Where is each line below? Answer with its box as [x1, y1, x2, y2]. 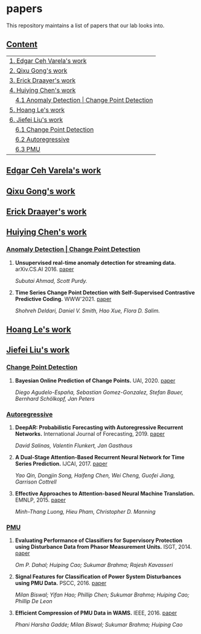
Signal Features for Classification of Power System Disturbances [14, 573, 182, 580]
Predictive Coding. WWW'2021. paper [14, 295, 112, 302]
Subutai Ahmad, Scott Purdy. [14, 277, 88, 284]
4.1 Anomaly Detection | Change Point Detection [15, 95, 153, 104]
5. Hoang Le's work [9, 105, 65, 114]
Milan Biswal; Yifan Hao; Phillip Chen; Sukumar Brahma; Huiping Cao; [14, 591, 190, 598]
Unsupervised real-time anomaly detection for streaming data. [14, 259, 176, 266]
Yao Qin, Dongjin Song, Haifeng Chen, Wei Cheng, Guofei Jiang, [14, 471, 176, 479]
